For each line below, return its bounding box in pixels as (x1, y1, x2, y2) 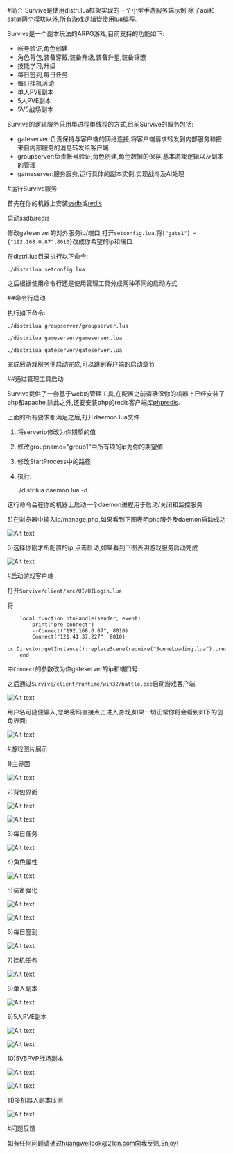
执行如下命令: (7, 309, 46, 316)
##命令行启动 (7, 294, 46, 302)
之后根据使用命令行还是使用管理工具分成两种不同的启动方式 (7, 279, 178, 287)
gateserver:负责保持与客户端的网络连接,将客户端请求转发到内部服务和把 (17, 135, 222, 143)
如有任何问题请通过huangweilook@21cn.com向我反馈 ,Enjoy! (7, 1139, 179, 1147)
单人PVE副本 (17, 88, 54, 96)
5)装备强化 (7, 886, 38, 894)
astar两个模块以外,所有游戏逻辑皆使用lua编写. (7, 15, 137, 23)
